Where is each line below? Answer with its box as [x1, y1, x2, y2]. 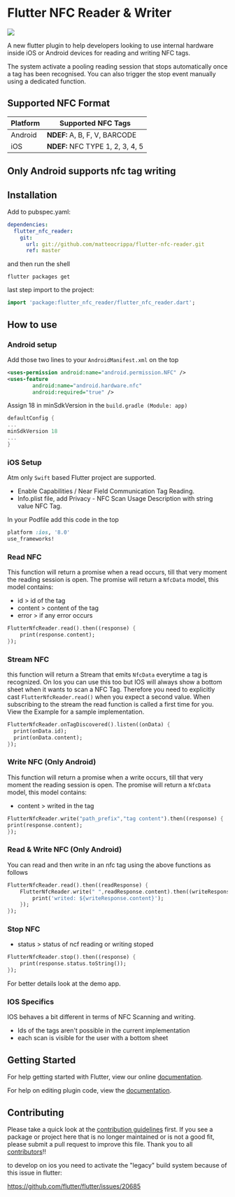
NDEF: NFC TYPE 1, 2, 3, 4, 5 [46, 141, 144, 151]
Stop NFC [7, 925, 41, 934]
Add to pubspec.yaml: [7, 207, 71, 216]
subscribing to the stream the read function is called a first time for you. [7, 700, 214, 709]
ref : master [25, 247, 61, 254]
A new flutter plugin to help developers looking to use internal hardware [7, 41, 214, 50]
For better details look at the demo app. [7, 979, 121, 988]
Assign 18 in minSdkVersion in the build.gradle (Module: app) [7, 401, 188, 410]
